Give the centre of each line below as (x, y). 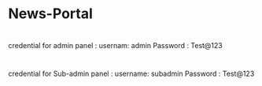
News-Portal (50, 14)
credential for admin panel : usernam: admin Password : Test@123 (115, 46)
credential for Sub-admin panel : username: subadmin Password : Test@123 (131, 73)
